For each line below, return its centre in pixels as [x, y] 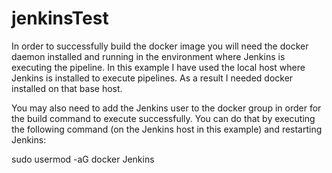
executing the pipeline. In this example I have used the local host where [158, 67]
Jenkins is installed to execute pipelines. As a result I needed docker [152, 78]
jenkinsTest [60, 18]
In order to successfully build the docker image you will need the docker [160, 46]
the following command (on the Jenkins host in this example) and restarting [167, 129]
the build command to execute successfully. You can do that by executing [163, 118]
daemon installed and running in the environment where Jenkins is [148, 56]
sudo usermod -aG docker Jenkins [83, 159]
